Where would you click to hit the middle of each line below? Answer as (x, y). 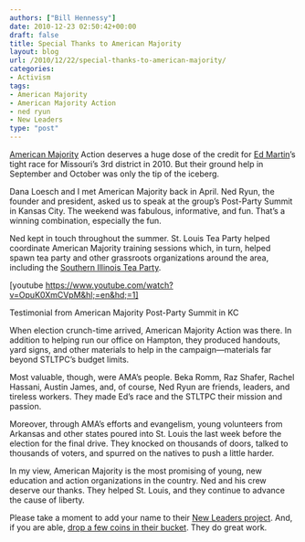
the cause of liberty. (47, 500)
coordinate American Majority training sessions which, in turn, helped (140, 248)
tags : (20, 86)
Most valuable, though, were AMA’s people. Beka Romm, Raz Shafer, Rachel (152, 377)
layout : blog (34, 52)
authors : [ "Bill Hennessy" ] (63, 18)
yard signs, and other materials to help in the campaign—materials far (141, 350)
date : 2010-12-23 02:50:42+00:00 (73, 27)
